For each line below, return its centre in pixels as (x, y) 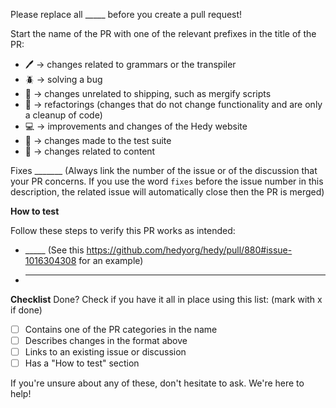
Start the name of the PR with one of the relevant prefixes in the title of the (163, 33)
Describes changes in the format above (106, 341)
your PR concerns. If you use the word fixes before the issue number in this (167, 181)
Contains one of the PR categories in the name (121, 329)
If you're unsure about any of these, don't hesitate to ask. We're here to (157, 383)
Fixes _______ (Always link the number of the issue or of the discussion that (164, 170)
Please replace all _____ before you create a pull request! (126, 14)
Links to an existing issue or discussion (105, 352)
